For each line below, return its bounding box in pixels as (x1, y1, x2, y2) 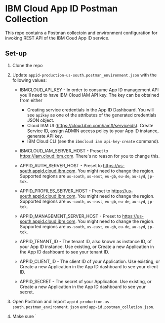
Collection (5, 13, 48, 25)
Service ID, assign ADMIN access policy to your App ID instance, (27, 128, 159, 134)
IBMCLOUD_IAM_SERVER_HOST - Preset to (19, 147, 109, 153)
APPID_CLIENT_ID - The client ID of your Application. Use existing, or (19, 258, 161, 264)
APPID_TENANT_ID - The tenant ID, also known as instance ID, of (19, 238, 152, 244)
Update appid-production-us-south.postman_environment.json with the (12, 72, 157, 78)
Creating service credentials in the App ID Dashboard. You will (27, 107, 154, 112)
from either (19, 97, 43, 103)
